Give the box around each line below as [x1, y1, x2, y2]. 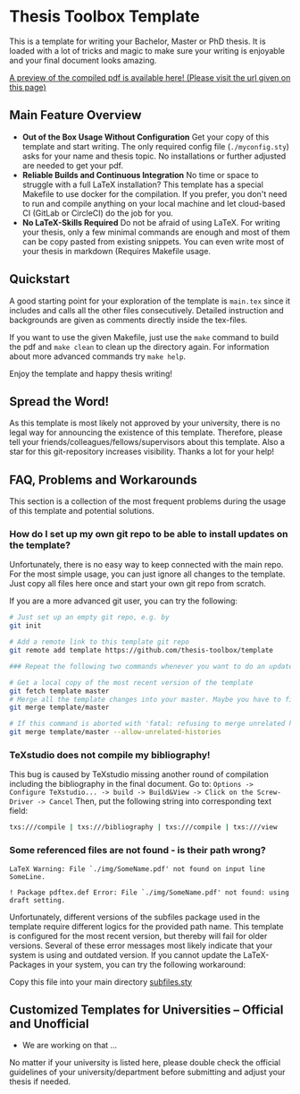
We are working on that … [21, 1040, 118, 1051]
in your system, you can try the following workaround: [47, 959, 246, 970]
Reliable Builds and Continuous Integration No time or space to [21, 169, 259, 180]
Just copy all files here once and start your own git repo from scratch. [9, 578, 266, 589]
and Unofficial [9, 1016, 89, 1031]
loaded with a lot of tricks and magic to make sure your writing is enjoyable [9, 45, 286, 56]
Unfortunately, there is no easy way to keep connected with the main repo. [9, 560, 284, 570]
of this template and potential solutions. [9, 506, 154, 517]
